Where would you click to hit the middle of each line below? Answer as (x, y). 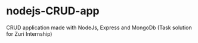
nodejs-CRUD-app (53, 11)
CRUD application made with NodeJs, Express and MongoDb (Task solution (99, 27)
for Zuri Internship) (29, 33)
